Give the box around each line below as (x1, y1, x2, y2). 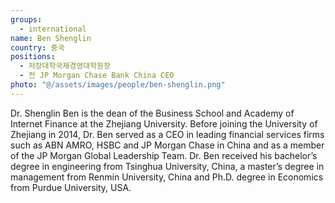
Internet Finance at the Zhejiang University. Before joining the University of (10, 117, 318, 130)
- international (19, 24, 87, 34)
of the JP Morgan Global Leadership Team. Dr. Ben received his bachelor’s (10, 149, 318, 161)
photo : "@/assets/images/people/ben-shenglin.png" (10, 80, 226, 90)
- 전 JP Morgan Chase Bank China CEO (19, 71, 175, 81)
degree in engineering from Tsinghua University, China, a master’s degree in (10, 160, 325, 172)
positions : (10, 52, 56, 62)
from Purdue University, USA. (10, 181, 132, 193)
